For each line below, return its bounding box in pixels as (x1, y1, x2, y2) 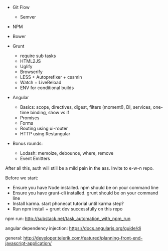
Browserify (20, 69, 43, 75)
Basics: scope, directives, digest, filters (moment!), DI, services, (20, 104, 152, 110)
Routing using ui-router (20, 125, 68, 131)
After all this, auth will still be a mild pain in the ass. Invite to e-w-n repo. (5, 165, 154, 171)
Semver (20, 14, 36, 20)
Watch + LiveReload (20, 80, 62, 85)
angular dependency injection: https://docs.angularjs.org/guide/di (5, 225, 141, 231)
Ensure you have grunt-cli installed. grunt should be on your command (12, 190, 158, 196)
